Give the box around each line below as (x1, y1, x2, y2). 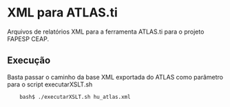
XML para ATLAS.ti (7, 5, 118, 21)
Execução (7, 55, 51, 67)
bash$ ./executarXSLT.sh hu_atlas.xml (19, 93, 131, 100)
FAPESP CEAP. (7, 34, 50, 43)
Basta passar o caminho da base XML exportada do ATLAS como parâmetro (7, 73, 224, 81)
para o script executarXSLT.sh (7, 80, 93, 88)
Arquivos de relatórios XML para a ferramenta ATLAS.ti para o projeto (7, 27, 205, 36)
